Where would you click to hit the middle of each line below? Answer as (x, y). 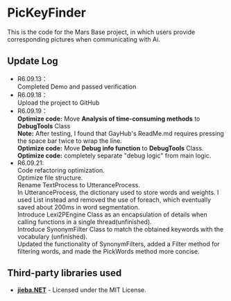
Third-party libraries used (65, 273)
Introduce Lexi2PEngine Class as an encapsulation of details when (112, 214)
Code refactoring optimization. (61, 170)
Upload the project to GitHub (58, 103)
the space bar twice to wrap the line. (70, 141)
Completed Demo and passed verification (77, 86)
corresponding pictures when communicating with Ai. (84, 39)
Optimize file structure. (50, 178)
